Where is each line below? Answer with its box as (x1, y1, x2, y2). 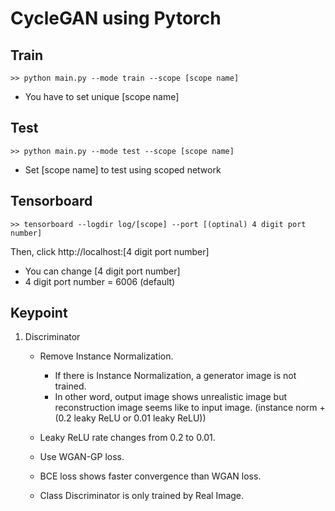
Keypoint (10, 305, 68, 322)
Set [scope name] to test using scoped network (24, 163, 222, 176)
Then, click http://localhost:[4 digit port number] (10, 245, 210, 257)
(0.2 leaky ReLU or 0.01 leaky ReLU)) (54, 412, 207, 424)
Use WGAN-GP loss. (39, 451, 125, 463)
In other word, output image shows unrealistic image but (54, 391, 288, 403)
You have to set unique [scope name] (24, 91, 180, 102)
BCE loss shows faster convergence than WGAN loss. (39, 470, 262, 482)
